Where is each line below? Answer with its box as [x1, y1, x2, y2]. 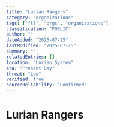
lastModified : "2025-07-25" [6, 43, 77, 49]
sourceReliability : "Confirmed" [6, 82, 87, 88]
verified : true [6, 76, 44, 82]
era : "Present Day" [6, 65, 55, 71]
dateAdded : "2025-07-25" [6, 37, 68, 43]
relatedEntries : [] [6, 54, 55, 60]
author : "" [6, 31, 34, 37]
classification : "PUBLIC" [6, 25, 71, 32]
